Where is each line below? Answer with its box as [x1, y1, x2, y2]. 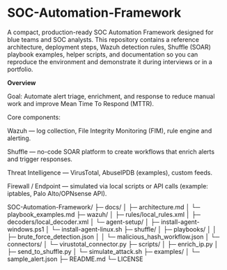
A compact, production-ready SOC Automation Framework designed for [7, 28, 214, 36]
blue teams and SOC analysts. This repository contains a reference [7, 35, 200, 43]
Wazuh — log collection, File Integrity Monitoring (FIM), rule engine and [7, 126, 212, 135]
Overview [7, 78, 36, 87]
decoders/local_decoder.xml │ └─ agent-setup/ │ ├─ [7, 218, 160, 226]
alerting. [7, 134, 31, 142]
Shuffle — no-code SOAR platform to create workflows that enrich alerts [7, 147, 214, 156]
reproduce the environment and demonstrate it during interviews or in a [7, 57, 212, 66]
